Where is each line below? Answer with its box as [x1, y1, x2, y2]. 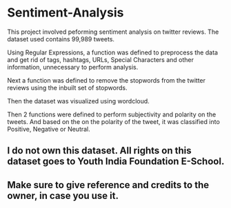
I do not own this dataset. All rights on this [7, 145, 192, 156]
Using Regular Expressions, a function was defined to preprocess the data [7, 48, 219, 56]
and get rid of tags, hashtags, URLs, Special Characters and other [7, 55, 194, 63]
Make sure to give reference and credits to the [7, 179, 209, 191]
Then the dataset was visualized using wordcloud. [7, 96, 150, 105]
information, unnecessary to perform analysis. [7, 63, 139, 71]
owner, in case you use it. [7, 189, 119, 201]
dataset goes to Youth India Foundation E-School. [7, 156, 225, 167]
